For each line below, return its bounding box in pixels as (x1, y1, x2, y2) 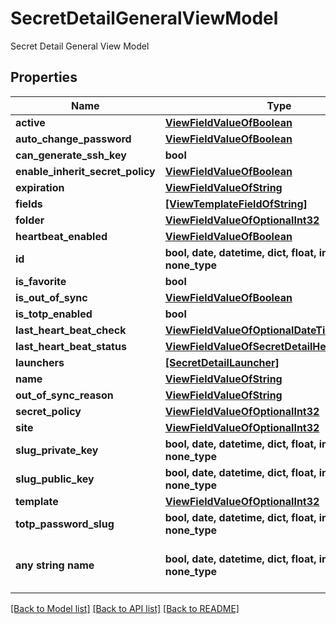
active (15, 115, 46, 129)
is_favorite (15, 274, 67, 288)
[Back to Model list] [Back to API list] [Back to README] (10, 602, 240, 614)
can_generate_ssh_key (15, 148, 127, 162)
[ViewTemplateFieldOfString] (164, 197, 308, 211)
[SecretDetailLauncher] (164, 355, 280, 369)
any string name (15, 558, 95, 572)
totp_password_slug (15, 517, 115, 531)
